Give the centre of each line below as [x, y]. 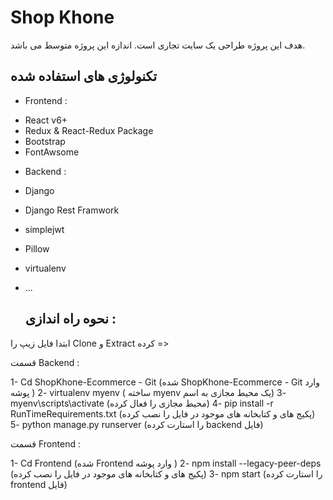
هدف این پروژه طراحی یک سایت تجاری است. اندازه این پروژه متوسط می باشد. [158, 45]
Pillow [37, 248]
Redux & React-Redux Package [89, 130]
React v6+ [46, 120]
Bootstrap [45, 141]
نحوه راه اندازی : [70, 319]
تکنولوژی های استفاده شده [84, 76]
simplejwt [44, 229]
